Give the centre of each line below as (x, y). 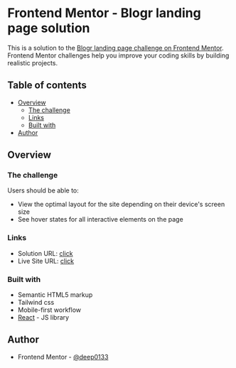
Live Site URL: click (46, 261)
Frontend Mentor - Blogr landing (104, 13)
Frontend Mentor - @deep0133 (63, 357)
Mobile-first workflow (49, 310)
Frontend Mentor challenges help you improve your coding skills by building (118, 55)
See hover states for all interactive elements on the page (100, 220)
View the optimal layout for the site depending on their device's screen (121, 205)
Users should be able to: (43, 190)
